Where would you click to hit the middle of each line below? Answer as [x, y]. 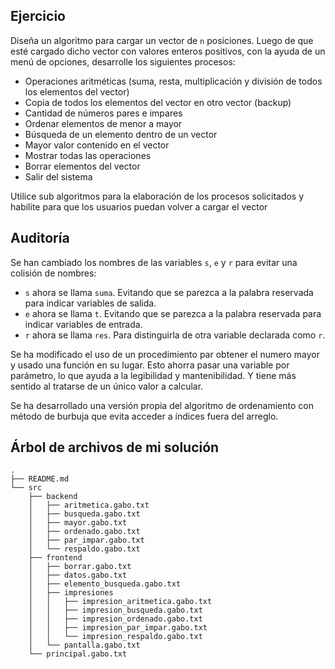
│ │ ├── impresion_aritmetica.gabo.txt [120, 602]
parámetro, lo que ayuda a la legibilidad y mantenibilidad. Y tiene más [153, 375]
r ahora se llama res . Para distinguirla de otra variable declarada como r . [175, 335]
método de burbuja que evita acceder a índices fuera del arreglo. [144, 416]
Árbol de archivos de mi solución [115, 447]
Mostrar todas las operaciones [88, 155]
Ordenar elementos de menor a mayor [103, 123]
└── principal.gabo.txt [78, 654]
